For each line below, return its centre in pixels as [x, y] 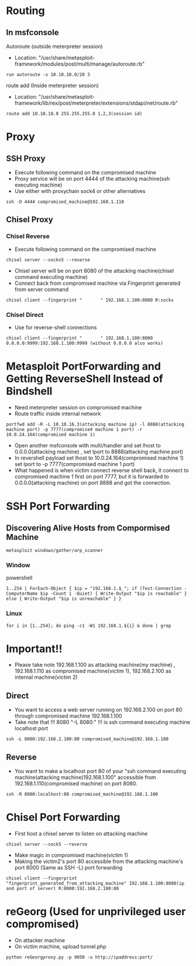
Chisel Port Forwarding [63, 817]
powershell [19, 578]
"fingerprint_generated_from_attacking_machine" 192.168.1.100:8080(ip [95, 884]
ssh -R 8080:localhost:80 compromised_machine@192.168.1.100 [82, 794]
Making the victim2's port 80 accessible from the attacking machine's [99, 861]
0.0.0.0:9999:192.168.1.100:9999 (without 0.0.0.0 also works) [85, 343]
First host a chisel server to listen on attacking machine [81, 834]
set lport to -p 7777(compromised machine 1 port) [75, 464]
